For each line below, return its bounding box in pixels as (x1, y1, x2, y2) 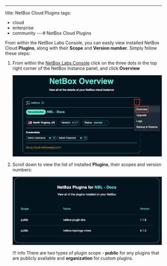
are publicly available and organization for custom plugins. (12, 255, 133, 261)
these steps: (5, 50, 31, 56)
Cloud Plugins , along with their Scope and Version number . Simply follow (5, 45, 157, 51)
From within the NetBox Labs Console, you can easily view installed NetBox (5, 40, 160, 45)
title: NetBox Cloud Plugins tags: (5, 10, 71, 15)
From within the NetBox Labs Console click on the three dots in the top (12, 60, 158, 66)
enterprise (12, 25, 34, 30)
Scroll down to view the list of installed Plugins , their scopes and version (12, 161, 162, 167)
